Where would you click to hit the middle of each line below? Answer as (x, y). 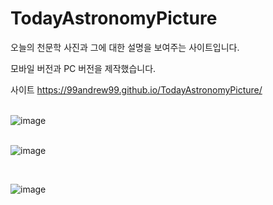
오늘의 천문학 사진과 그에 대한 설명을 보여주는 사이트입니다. (125, 47)
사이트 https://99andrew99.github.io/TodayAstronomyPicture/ (136, 89)
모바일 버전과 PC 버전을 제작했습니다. (83, 68)
